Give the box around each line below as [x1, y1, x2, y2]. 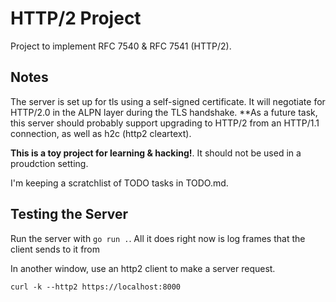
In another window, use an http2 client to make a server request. [10, 262, 276, 274]
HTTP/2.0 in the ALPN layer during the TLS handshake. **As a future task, [10, 106, 318, 118]
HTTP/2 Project [10, 7, 142, 30]
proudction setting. [10, 157, 89, 169]
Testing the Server [10, 206, 129, 223]
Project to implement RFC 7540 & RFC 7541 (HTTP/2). [10, 40, 232, 52]
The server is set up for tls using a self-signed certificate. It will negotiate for [10, 95, 326, 107]
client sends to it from [10, 243, 101, 255]
